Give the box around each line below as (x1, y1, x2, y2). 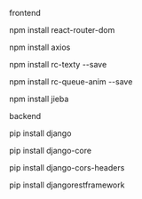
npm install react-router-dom (9, 25, 115, 35)
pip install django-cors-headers (9, 163, 125, 172)
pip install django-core (9, 146, 91, 155)
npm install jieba (9, 93, 69, 104)
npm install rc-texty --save (9, 60, 107, 69)
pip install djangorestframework (9, 179, 125, 190)
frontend (9, 8, 42, 18)
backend (9, 111, 42, 121)
